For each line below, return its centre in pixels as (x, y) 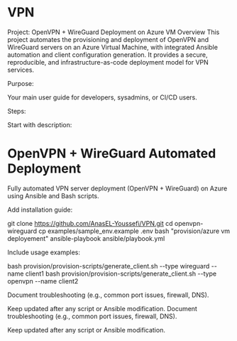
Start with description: (40, 124)
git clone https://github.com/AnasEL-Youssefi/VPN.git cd (90, 223)
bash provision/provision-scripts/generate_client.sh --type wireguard (109, 266)
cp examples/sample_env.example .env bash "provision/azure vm (134, 231)
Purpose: (21, 83)
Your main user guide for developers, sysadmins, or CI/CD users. (102, 97)
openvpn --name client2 (43, 281)
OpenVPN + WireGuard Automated (112, 154)
